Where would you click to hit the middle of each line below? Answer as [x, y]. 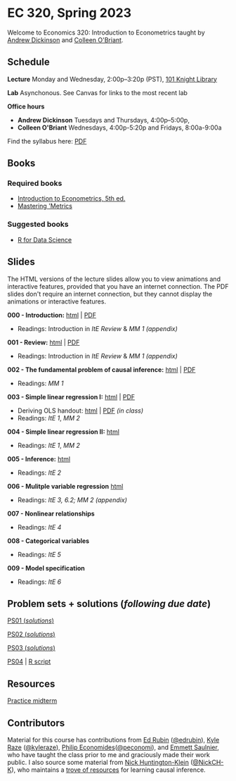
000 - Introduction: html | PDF [52, 315]
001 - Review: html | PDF [44, 342]
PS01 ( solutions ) [31, 620]
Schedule [29, 62]
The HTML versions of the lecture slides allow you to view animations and [114, 279]
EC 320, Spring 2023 [70, 13]
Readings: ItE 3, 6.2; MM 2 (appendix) [72, 500]
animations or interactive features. [57, 301]
